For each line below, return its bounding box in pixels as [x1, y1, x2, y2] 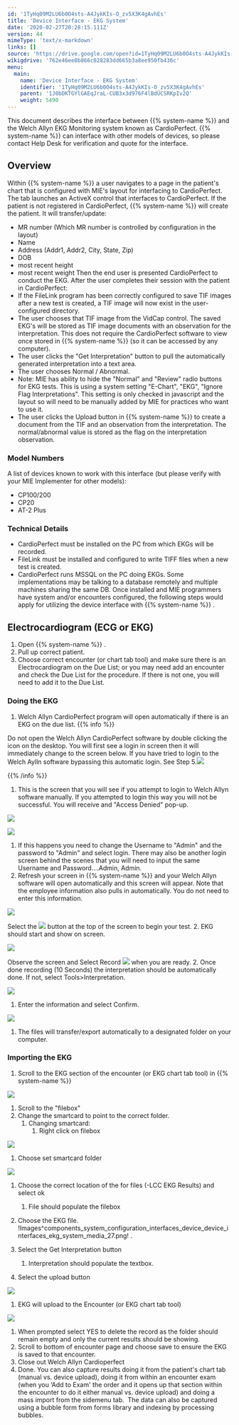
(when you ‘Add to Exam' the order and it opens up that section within [17, 1380, 223, 1389]
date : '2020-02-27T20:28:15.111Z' [7, 24, 110, 31]
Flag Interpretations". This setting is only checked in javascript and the [17, 390, 224, 398]
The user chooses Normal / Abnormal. [17, 367, 130, 376]
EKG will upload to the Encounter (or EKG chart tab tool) [17, 1300, 181, 1309]
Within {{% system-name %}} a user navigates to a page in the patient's [7, 178, 219, 187]
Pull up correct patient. [17, 648, 85, 657]
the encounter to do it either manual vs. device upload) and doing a [17, 1388, 216, 1396]
